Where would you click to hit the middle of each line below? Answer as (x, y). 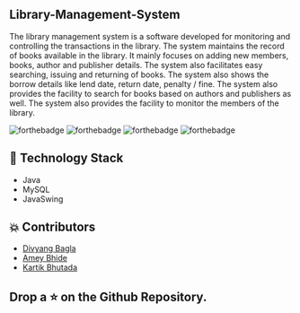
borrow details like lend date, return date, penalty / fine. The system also (144, 83)
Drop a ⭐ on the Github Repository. (108, 296)
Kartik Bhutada (50, 267)
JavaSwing (43, 199)
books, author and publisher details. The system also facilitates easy (136, 65)
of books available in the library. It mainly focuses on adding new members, (149, 55)
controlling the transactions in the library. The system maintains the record (147, 46)
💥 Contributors (53, 227)
